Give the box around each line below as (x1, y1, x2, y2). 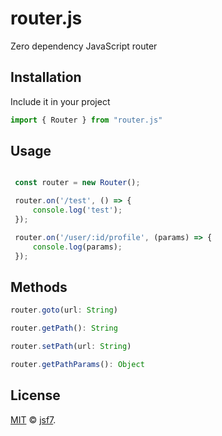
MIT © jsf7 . (10, 413, 57, 426)
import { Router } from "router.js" (10, 115, 163, 125)
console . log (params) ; (32, 242, 123, 252)
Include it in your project (10, 95, 111, 107)
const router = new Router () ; (14, 178, 141, 188)
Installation (10, 69, 82, 86)
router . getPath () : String (10, 323, 118, 334)
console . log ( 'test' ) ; (32, 205, 123, 216)
